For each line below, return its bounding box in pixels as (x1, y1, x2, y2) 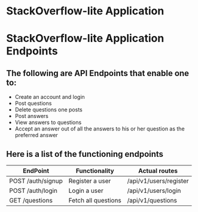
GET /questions (9, 196, 53, 204)
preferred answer (14, 132, 58, 139)
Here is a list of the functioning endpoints (6, 149, 163, 159)
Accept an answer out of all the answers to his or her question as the (14, 125, 185, 132)
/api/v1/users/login (127, 187, 181, 195)
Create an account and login (14, 93, 85, 101)
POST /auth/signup (9, 177, 63, 185)
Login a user (68, 187, 103, 195)
